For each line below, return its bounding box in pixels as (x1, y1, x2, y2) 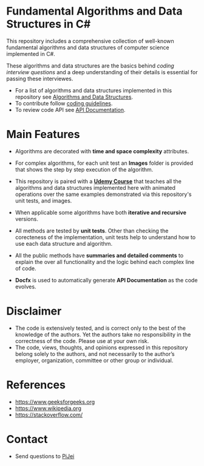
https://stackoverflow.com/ (15, 411, 83, 418)
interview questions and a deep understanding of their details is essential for (6, 68, 198, 75)
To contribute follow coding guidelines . (15, 99, 113, 107)
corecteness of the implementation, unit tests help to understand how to (15, 233, 196, 241)
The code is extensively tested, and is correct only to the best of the (15, 324, 186, 332)
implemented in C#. (6, 50, 56, 57)
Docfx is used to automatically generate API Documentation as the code (15, 276, 198, 283)
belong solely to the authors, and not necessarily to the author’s (15, 350, 175, 357)
